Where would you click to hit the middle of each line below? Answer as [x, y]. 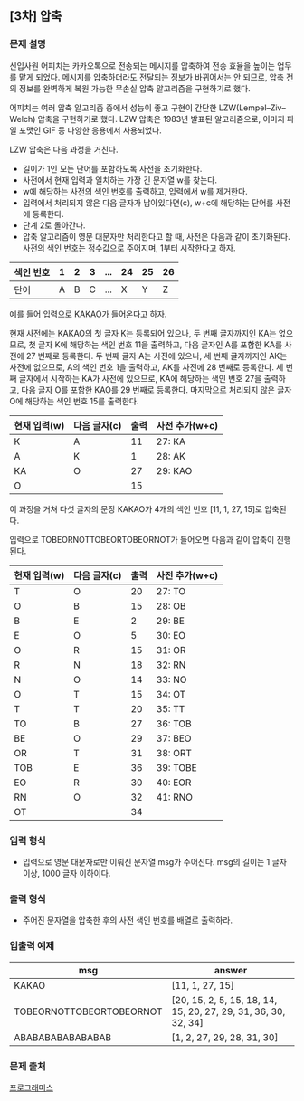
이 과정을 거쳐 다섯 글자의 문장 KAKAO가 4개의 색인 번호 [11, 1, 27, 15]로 [136, 508]
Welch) [23, 119]
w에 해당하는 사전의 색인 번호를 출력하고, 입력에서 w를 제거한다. [135, 191]
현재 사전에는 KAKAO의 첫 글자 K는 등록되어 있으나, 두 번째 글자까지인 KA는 [143, 333]
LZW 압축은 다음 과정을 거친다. [64, 149]
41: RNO [174, 797]
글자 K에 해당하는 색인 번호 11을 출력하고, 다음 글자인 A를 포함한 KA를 [160, 344]
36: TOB [174, 724]
